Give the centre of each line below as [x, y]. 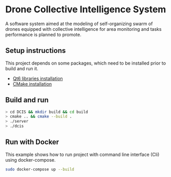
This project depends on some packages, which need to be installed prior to [86, 63]
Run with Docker [32, 142]
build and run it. [22, 68]
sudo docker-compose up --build [40, 169]
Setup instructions [36, 51]
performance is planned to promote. [44, 34]
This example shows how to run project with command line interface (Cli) [82, 154]
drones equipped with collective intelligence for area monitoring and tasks [83, 29]
